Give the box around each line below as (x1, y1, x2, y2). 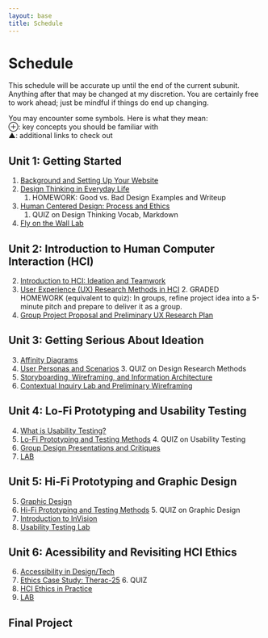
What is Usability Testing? (19, 426, 107, 435)
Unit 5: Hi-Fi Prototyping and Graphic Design (8, 475, 237, 489)
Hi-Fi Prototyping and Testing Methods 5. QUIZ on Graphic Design (19, 505, 241, 514)
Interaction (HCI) (8, 254, 94, 268)
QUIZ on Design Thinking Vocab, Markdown (31, 210, 179, 220)
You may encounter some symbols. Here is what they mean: (8, 114, 208, 124)
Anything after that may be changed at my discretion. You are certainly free (8, 90, 259, 99)
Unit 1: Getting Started (8, 154, 123, 168)
